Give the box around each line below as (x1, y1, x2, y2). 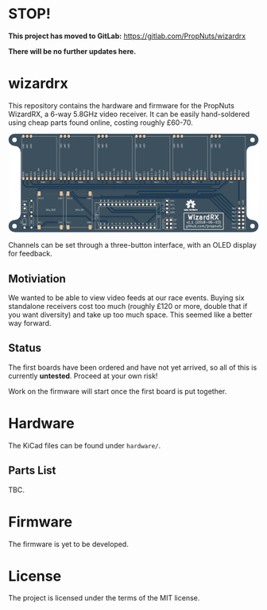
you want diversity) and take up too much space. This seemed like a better (8, 310, 253, 319)
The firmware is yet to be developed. (8, 539, 129, 549)
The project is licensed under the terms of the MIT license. (8, 593, 200, 603)
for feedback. (8, 248, 53, 259)
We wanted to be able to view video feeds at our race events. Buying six (8, 293, 245, 303)
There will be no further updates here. (8, 46, 137, 56)
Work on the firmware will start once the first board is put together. (8, 386, 227, 396)
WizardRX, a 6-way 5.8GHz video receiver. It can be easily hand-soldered (8, 109, 250, 119)
